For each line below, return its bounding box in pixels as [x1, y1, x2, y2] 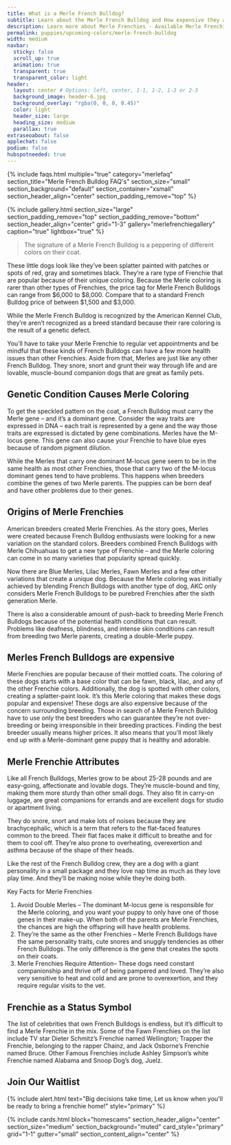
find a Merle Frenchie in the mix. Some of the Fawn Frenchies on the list [7, 1026, 211, 1035]
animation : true [13, 61, 60, 68]
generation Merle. [7, 596, 58, 605]
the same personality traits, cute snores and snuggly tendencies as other [16, 938, 224, 946]
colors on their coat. [23, 247, 81, 256]
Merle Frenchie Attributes [7, 756, 120, 767]
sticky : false [13, 49, 54, 56]
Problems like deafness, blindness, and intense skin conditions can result [7, 625, 215, 633]
